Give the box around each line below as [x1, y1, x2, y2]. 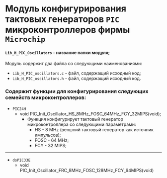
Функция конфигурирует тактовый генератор [27, 116, 123, 122]
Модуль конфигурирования [5, 3, 127, 14]
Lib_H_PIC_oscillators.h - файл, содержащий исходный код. [12, 76, 141, 82]
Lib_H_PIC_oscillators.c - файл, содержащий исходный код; [12, 70, 141, 76]
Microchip [5, 35, 46, 44]
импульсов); [34, 132, 61, 138]
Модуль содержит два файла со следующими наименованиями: [5, 61, 143, 67]
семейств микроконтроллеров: [5, 94, 86, 101]
